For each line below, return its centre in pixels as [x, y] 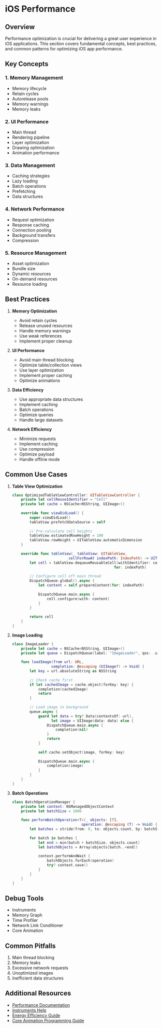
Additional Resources [38, 993]
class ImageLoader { [33, 644]
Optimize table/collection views [51, 365]
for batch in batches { [53, 838]
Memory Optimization [34, 311]
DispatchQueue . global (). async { [62, 581]
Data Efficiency [28, 390]
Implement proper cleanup [46, 341]
